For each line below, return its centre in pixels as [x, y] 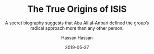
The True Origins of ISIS [77, 9]
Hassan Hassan [77, 38]
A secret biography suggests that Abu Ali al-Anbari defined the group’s [77, 23]
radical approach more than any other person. [77, 28]
